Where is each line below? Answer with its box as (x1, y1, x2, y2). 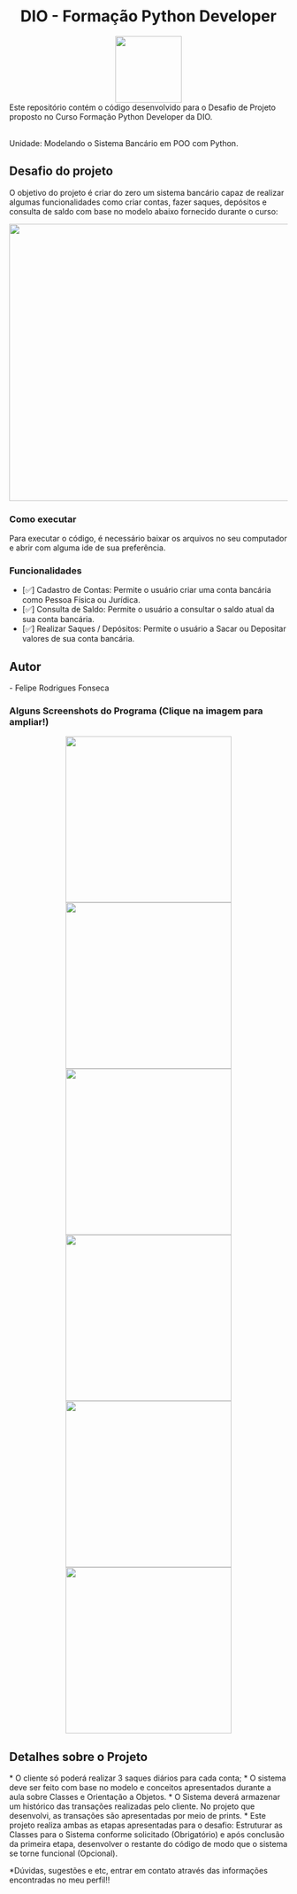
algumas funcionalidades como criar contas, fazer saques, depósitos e (9, 197, 268, 207)
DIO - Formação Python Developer (20, 6, 277, 27)
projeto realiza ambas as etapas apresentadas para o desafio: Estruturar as (9, 1820, 283, 1831)
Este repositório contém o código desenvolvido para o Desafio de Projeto (9, 102, 277, 113)
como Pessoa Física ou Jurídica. (21, 595, 141, 605)
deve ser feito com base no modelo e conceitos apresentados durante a (9, 1782, 271, 1793)
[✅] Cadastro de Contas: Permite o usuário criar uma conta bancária (21, 585, 271, 596)
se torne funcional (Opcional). (9, 1848, 118, 1859)
